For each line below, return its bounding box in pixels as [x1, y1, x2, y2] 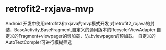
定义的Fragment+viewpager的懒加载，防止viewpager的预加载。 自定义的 [5, 33, 156, 39]
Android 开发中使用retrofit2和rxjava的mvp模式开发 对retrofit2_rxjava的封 [5, 20, 155, 26]
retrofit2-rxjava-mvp [5, 3, 94, 15]
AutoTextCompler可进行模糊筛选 [5, 39, 72, 45]
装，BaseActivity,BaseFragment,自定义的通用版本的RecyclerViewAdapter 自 [5, 26, 161, 33]
